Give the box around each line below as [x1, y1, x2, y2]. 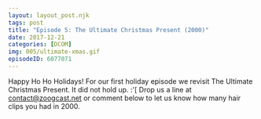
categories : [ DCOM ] [8, 41, 72, 49]
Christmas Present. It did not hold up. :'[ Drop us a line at [8, 85, 193, 94]
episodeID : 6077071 [8, 56, 72, 63]
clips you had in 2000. [8, 101, 80, 110]
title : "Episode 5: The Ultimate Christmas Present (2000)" [8, 26, 210, 34]
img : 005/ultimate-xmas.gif [8, 48, 101, 56]
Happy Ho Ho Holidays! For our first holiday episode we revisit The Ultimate [8, 76, 253, 86]
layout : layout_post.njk [8, 11, 90, 20]
